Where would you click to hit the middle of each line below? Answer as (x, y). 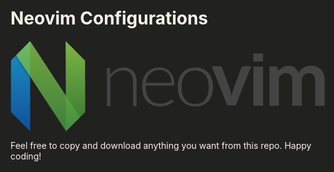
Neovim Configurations (109, 18)
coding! (26, 156)
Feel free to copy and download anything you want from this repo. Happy (161, 146)
